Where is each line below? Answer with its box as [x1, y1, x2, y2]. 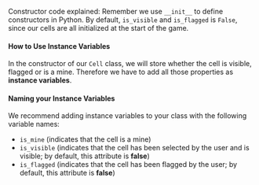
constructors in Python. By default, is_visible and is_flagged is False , [8, 15, 238, 24]
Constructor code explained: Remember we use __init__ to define [8, 7, 224, 16]
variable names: [8, 120, 60, 129]
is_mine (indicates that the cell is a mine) [19, 135, 151, 144]
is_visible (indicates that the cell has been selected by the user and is [19, 143, 250, 153]
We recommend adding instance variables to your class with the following [8, 111, 247, 120]
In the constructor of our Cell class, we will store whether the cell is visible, [8, 59, 253, 68]
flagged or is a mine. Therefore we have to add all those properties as [8, 67, 234, 77]
